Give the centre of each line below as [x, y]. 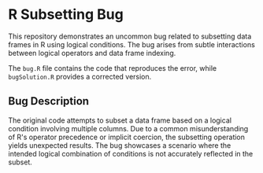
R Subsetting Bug [66, 15]
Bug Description [48, 101]
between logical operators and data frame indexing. [92, 53]
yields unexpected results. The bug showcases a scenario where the [120, 145]
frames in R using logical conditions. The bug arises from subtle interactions [132, 44]
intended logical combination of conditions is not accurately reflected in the [131, 153]
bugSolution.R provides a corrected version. [80, 76]
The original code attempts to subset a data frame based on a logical [120, 120]
